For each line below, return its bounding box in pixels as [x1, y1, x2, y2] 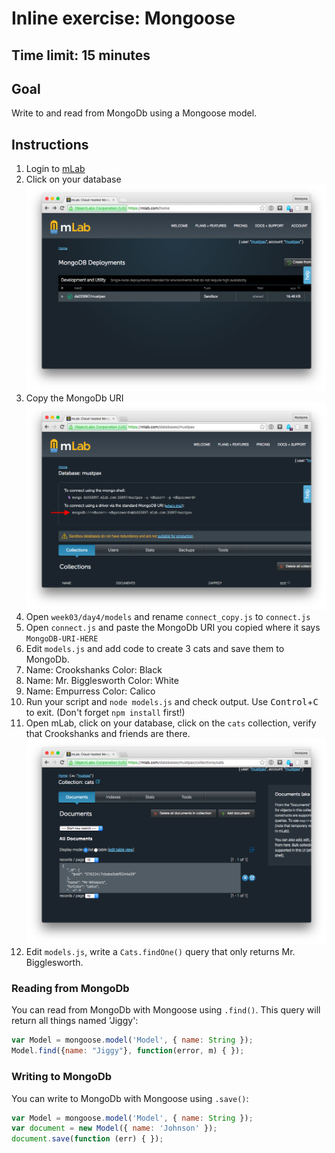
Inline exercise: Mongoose [11, 7, 236, 30]
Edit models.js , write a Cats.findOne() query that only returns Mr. [25, 946, 296, 958]
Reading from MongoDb [11, 982, 130, 996]
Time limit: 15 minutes [11, 47, 151, 64]
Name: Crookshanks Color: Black [25, 663, 163, 676]
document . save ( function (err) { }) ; [11, 1134, 164, 1144]
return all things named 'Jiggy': [11, 1015, 139, 1027]
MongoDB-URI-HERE [25, 633, 99, 644]
